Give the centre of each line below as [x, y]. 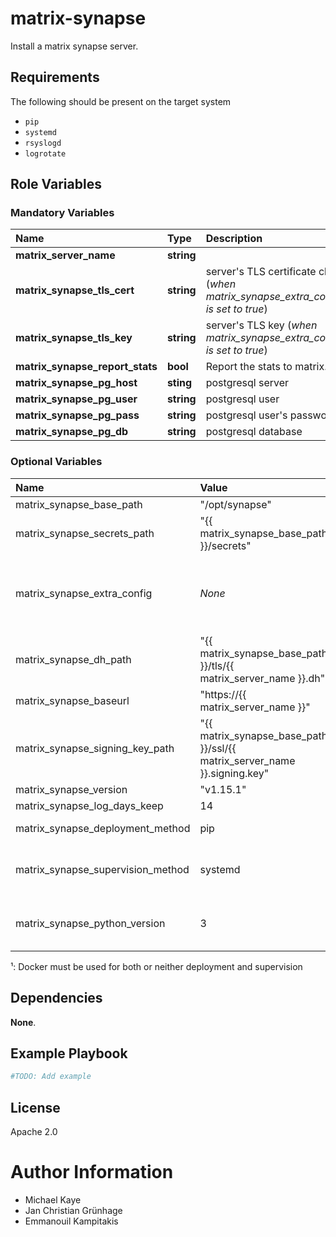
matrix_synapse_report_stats [86, 367]
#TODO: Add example [51, 1077]
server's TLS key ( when [261, 325]
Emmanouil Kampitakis [71, 1221]
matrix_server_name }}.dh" [262, 678]
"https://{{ [223, 694]
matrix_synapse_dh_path [73, 659]
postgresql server [247, 383]
